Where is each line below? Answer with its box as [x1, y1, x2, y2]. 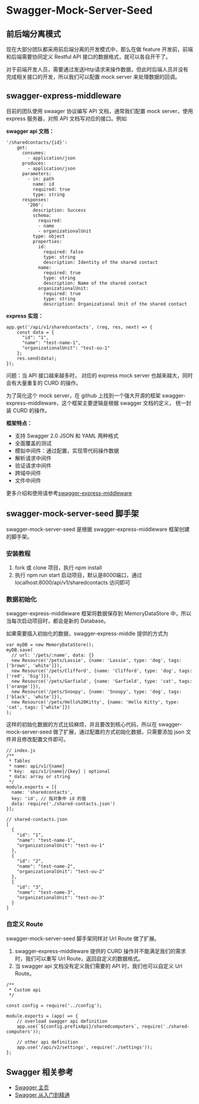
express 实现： [6, 312, 43, 319]
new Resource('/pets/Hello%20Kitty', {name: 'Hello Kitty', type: [11, 699, 179, 705]
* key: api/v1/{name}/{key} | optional [8, 769, 110, 775]
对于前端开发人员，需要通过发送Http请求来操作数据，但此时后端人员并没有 [6, 66, 189, 73]
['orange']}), [6, 683, 42, 690]
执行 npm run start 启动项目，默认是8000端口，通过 [14, 571, 143, 579]
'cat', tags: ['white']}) [6, 704, 70, 711]
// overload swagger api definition [17, 1018, 108, 1024]
